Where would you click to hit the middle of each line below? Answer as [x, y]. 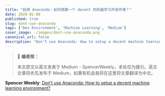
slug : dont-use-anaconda [30, 23]
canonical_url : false [27, 37]
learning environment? [28, 88]
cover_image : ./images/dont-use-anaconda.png [52, 32]
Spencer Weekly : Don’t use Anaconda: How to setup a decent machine [77, 83]
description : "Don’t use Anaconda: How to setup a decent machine [74, 42]
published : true [22, 19]
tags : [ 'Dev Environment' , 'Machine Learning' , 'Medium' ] [66, 28]
